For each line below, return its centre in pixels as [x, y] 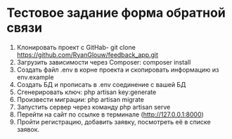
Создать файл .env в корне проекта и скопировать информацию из [118, 69]
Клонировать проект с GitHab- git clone [76, 47]
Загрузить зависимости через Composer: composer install [104, 62]
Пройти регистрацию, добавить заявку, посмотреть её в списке [114, 121]
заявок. [28, 129]
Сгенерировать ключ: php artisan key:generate [86, 92]
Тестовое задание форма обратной [116, 13]
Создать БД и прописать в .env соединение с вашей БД [101, 84]
